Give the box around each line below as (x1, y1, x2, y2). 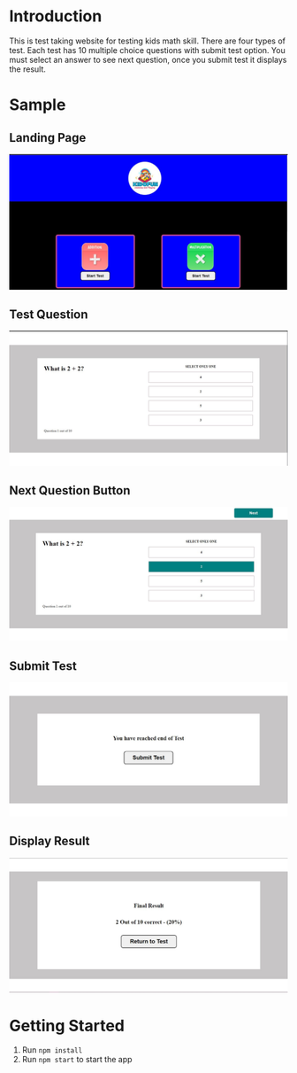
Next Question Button (9, 483, 131, 498)
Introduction (9, 6, 103, 27)
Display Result (9, 834, 90, 849)
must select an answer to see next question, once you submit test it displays (9, 54, 287, 65)
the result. (9, 64, 47, 74)
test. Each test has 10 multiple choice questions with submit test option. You (9, 44, 286, 55)
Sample (9, 95, 66, 115)
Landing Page (9, 130, 87, 145)
